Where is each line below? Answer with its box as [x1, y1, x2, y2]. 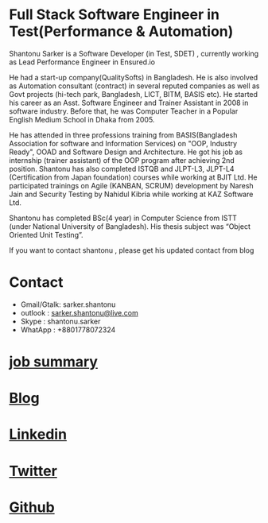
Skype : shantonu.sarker [20, 316, 101, 326]
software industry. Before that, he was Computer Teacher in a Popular [9, 106, 239, 116]
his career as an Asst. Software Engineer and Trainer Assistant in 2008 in [9, 98, 249, 107]
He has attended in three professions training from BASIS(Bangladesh [9, 130, 238, 140]
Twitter [9, 462, 58, 480]
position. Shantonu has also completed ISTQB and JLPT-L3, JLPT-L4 [9, 164, 235, 173]
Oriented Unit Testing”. [9, 230, 84, 239]
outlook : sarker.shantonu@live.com [20, 308, 138, 317]
